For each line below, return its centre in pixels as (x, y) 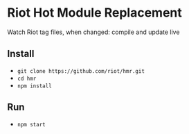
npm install (34, 86)
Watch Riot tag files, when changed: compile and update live (93, 32)
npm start (31, 124)
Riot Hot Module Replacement (94, 13)
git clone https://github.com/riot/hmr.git (81, 71)
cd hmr (27, 78)
